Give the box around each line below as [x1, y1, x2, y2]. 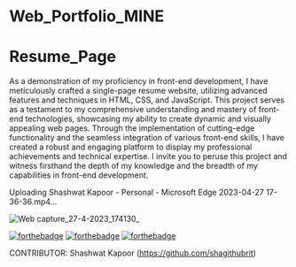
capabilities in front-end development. [9, 170, 149, 180]
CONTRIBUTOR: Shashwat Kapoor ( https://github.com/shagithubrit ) [9, 248, 257, 258]
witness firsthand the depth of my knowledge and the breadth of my [9, 161, 259, 172]
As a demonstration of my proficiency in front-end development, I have [9, 76, 269, 87]
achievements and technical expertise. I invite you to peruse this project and [9, 151, 288, 162]
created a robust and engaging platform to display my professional [9, 141, 253, 152]
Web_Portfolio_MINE [9, 6, 165, 27]
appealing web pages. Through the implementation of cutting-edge [9, 123, 255, 133]
